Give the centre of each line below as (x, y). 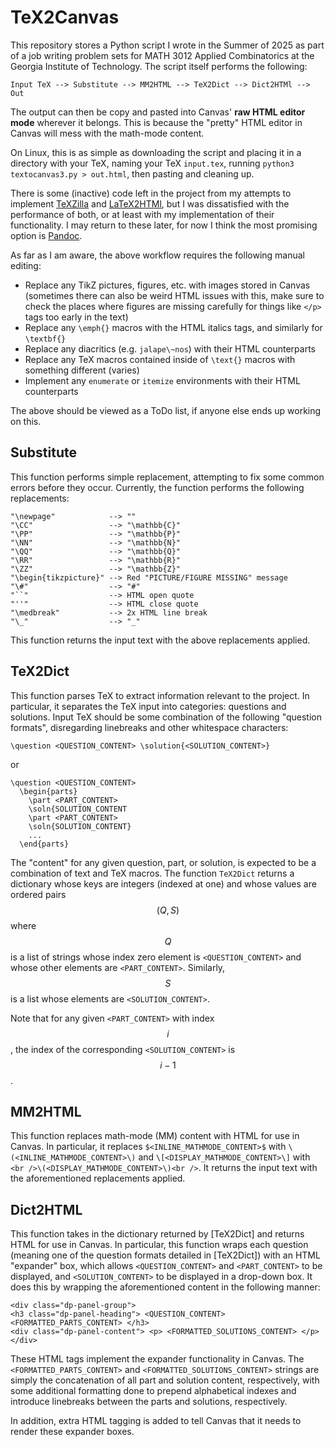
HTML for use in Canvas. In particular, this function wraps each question (159, 1245)
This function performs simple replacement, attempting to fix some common (167, 477)
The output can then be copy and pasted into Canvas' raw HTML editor (158, 112)
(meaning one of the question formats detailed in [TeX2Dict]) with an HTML (165, 1255)
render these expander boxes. (72, 1432)
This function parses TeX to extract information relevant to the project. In (160, 695)
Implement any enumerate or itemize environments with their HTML (162, 380)
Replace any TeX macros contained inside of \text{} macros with (160, 359)
